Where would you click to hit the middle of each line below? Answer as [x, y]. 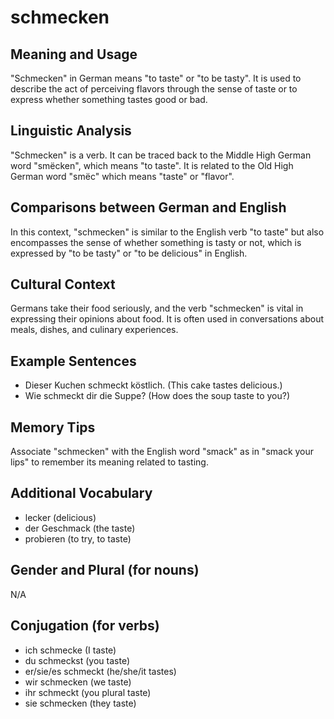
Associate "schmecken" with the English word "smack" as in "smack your [162, 452]
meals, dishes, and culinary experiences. [94, 330]
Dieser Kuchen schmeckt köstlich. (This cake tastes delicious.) [153, 385]
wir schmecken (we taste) [78, 682]
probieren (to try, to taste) [78, 538]
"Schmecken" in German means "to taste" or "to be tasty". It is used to [156, 78]
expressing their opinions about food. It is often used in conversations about [167, 319]
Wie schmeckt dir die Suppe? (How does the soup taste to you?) [157, 396]
